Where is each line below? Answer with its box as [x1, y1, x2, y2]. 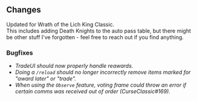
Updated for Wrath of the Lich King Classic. [6, 20, 115, 28]
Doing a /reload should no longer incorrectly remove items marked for [15, 69, 191, 76]
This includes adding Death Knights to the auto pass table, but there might [6, 27, 192, 34]
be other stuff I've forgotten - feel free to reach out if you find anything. [6, 33, 184, 41]
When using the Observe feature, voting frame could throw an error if [15, 81, 186, 89]
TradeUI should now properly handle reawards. [15, 63, 134, 70]
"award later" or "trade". [15, 75, 77, 82]
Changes [6, 5, 41, 15]
